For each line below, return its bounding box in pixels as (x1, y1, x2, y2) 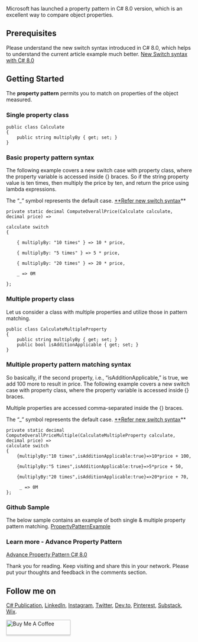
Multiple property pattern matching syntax (6, 361, 131, 369)
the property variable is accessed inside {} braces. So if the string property (6, 173, 189, 180)
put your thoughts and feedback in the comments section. (6, 569, 148, 576)
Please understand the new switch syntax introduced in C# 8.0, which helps (6, 44, 191, 51)
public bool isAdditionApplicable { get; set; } (17, 342, 139, 348)
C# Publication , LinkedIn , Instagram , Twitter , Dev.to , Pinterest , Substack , (6, 602, 183, 609)
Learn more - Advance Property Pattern (6, 538, 122, 546)
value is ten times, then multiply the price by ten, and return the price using (6, 179, 189, 187)
